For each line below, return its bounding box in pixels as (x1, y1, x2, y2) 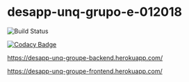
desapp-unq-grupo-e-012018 (7, 4, 183, 20)
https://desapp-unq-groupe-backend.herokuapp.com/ (7, 53, 163, 62)
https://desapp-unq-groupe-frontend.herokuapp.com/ (7, 67, 163, 75)
